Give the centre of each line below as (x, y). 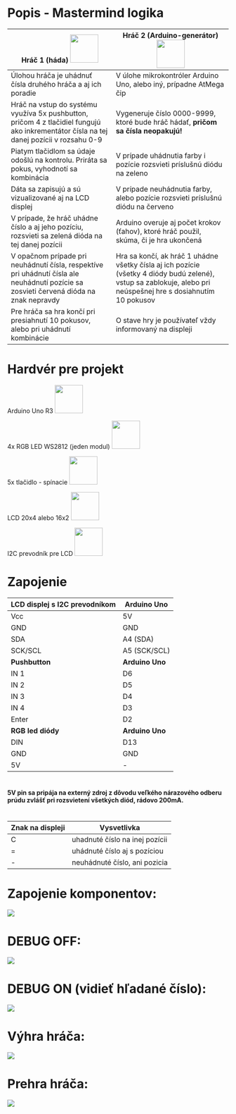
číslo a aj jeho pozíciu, (47, 227)
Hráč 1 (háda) (45, 60)
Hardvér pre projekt (66, 370)
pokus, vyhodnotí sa (44, 168)
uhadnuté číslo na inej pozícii (119, 840)
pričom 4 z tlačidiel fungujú (56, 122)
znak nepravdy (35, 299)
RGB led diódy (35, 731)
